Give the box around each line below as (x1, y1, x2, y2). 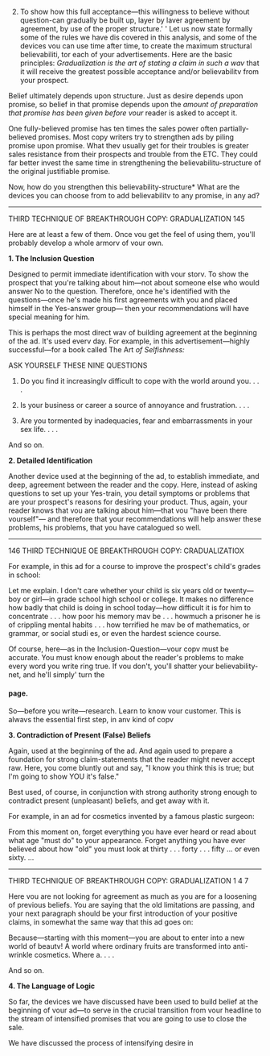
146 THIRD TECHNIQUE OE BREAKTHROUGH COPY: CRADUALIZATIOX (8, 546, 245, 555)
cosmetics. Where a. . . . (34, 950, 115, 960)
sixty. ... (8, 853, 35, 863)
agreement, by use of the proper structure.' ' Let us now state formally (19, 24, 253, 33)
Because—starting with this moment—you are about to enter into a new (8, 933, 245, 942)
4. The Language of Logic (8, 981, 96, 991)
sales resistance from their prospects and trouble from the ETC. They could (8, 149, 259, 159)
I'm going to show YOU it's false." (8, 771, 120, 781)
